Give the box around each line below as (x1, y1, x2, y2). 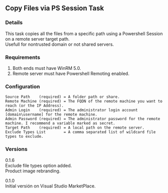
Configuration (5, 83, 40, 90)
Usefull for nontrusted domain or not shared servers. (5, 41, 114, 47)
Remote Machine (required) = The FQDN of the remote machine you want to (5, 99, 163, 104)
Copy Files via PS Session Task (5, 4, 104, 13)
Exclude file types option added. (5, 162, 72, 168)
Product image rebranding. (5, 168, 61, 174)
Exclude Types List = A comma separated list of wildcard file (5, 130, 156, 135)
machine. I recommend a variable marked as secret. (5, 121, 115, 126)
